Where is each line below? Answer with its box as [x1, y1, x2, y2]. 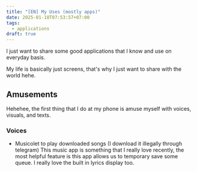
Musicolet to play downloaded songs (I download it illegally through [14, 140, 182, 147]
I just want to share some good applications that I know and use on [6, 47, 172, 55]
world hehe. [6, 72, 36, 79]
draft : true [6, 31, 36, 37]
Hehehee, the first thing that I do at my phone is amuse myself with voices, [6, 105, 192, 112]
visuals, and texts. [6, 111, 51, 119]
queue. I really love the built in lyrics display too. [14, 159, 135, 167]
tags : [6, 20, 20, 26]
